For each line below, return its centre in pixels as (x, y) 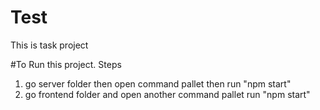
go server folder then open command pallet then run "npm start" (158, 83)
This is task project (49, 45)
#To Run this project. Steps (66, 64)
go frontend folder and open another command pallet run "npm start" (167, 94)
